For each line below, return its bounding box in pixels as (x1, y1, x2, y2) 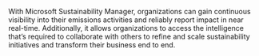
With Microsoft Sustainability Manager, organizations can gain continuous (8, 7, 251, 16)
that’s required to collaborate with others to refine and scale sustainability (8, 32, 250, 41)
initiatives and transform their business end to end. (8, 40, 176, 50)
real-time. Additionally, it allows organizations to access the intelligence (8, 24, 244, 32)
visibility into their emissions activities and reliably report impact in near (8, 15, 244, 24)
